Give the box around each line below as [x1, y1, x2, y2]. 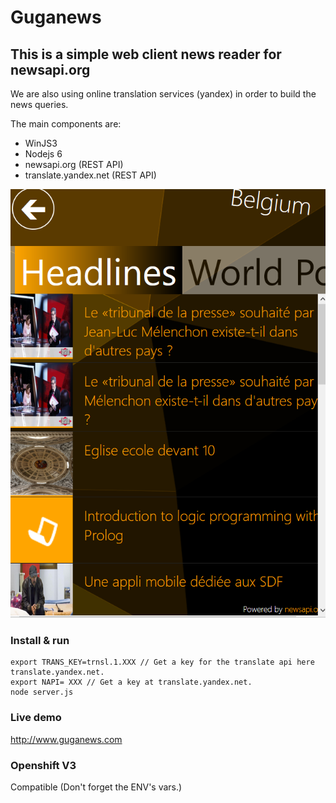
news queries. [10, 99, 69, 110]
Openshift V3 [10, 758, 77, 772]
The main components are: [10, 118, 122, 130]
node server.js [10, 687, 74, 698]
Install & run [10, 634, 70, 648]
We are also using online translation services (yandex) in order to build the [10, 88, 317, 100]
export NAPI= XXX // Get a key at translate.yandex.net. [10, 677, 253, 688]
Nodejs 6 [24, 148, 63, 160]
